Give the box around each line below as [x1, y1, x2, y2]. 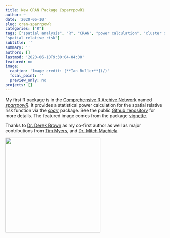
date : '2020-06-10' [5, 17, 47, 22]
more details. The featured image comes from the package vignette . [5, 112, 148, 119]
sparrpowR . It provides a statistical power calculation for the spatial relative [5, 102, 163, 108]
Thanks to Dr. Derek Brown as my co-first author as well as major [5, 122, 141, 128]
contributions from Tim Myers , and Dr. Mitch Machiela [5, 127, 118, 134]
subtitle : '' [5, 40, 33, 45]
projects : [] [5, 82, 33, 87]
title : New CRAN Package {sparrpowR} [5, 7, 85, 13]
